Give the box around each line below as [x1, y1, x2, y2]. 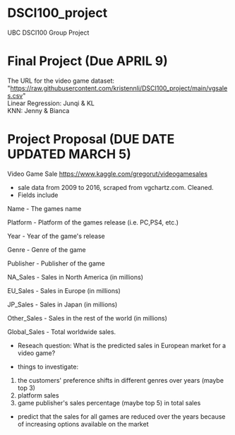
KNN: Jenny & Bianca [7, 106, 70, 114]
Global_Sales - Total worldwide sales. [7, 327, 116, 336]
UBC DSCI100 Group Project [7, 28, 90, 37]
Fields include [17, 191, 59, 199]
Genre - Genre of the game [7, 245, 86, 254]
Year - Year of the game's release [7, 232, 105, 240]
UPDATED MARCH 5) [7, 146, 132, 162]
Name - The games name [7, 204, 82, 213]
